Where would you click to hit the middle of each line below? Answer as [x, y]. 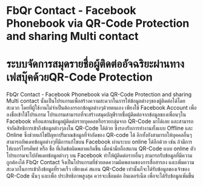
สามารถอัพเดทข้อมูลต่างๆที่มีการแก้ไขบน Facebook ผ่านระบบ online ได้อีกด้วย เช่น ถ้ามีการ [99, 142]
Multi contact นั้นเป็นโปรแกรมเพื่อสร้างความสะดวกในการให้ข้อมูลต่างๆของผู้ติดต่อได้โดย [96, 101]
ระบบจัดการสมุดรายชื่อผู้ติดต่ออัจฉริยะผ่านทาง [95, 64]
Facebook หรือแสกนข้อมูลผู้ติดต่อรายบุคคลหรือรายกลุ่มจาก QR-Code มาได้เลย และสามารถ [100, 121]
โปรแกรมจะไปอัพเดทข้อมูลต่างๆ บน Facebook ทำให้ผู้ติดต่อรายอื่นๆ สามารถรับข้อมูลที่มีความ [99, 156]
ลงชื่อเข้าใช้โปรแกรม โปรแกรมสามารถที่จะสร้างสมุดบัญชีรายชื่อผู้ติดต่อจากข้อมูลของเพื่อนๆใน [96, 115]
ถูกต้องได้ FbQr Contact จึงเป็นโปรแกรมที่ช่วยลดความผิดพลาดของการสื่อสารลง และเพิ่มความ [100, 162]
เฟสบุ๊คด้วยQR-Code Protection [79, 77]
